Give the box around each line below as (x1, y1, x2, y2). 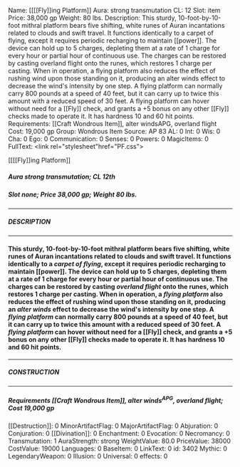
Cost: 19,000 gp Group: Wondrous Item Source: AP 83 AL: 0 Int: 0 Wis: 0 (8, 127, 221, 135)
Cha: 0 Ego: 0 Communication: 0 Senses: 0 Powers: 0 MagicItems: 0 (8, 135, 209, 143)
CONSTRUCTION (8, 368, 60, 377)
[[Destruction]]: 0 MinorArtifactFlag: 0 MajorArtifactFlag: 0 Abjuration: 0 (8, 421, 219, 430)
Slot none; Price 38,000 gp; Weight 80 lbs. (8, 190, 137, 199)
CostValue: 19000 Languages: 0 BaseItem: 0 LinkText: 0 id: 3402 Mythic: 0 (8, 444, 227, 453)
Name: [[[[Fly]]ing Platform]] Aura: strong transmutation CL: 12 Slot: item (8, 6, 221, 14)
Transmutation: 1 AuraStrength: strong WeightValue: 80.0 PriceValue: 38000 (8, 437, 231, 446)
